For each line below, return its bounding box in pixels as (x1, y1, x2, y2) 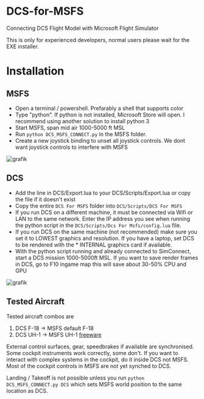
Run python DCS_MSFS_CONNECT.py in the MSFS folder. (15, 130, 147, 138)
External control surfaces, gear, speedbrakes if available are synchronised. (6, 343, 194, 350)
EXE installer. (6, 43, 40, 50)
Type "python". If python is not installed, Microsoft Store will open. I (15, 111, 185, 118)
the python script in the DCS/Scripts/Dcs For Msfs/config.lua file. (15, 221, 181, 229)
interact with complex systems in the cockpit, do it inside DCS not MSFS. (6, 356, 189, 363)
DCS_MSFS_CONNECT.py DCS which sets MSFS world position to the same (6, 380, 182, 388)
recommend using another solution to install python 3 (15, 117, 150, 124)
